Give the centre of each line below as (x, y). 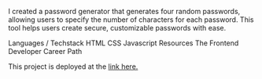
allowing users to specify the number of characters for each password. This (131, 20)
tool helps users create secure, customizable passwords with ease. (117, 28)
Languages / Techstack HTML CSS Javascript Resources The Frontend (124, 43)
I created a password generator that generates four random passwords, (124, 11)
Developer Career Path (45, 51)
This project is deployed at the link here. (73, 66)
